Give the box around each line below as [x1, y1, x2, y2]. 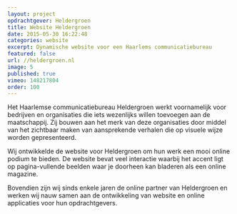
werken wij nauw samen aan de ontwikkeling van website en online [7, 191, 205, 200]
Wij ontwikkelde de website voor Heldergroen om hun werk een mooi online [7, 147, 231, 156]
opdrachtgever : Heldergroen [7, 17, 91, 24]
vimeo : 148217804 [7, 76, 59, 84]
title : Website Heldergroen [7, 24, 91, 31]
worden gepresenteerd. [7, 133, 77, 142]
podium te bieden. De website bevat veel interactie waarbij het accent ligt [7, 155, 223, 163]
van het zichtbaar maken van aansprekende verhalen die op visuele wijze [7, 126, 223, 134]
